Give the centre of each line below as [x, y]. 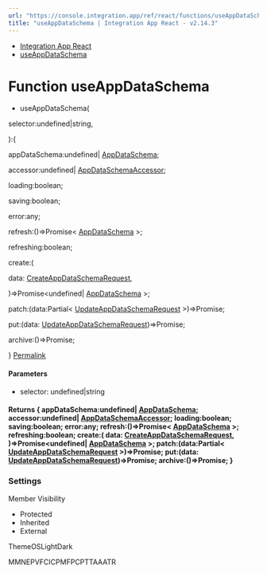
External [33, 531]
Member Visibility [37, 498]
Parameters [28, 374]
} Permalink [27, 355]
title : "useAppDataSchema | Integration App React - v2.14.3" [113, 23]
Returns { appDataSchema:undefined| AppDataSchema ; [103, 410]
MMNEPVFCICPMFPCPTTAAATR [62, 562]
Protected [36, 514]
